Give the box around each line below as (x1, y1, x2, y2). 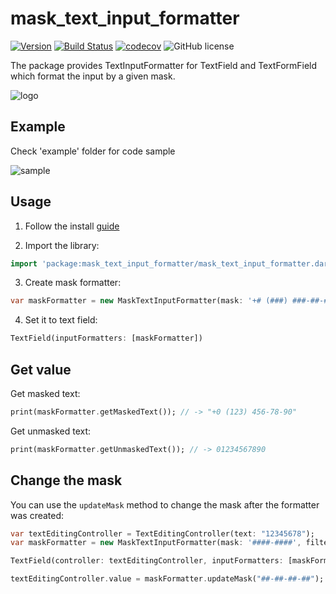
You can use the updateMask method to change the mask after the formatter (10, 498, 320, 511)
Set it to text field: (24, 314, 98, 326)
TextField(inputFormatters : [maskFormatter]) (10, 333, 203, 344)
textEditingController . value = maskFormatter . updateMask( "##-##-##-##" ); (10, 574, 325, 584)
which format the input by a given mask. (10, 70, 176, 82)
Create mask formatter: (24, 277, 122, 289)
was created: (10, 509, 65, 521)
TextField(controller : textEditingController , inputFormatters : (10, 556, 284, 566)
